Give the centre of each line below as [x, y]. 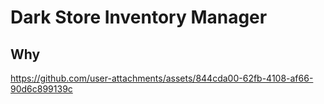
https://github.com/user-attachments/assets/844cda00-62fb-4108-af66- [162, 78]
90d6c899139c [41, 89]
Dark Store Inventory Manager [139, 17]
